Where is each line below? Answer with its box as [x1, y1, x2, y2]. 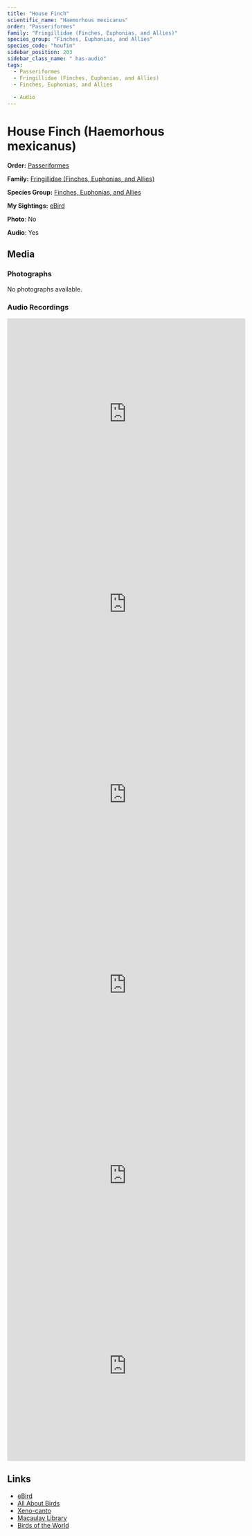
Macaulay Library [17, 1514, 67, 1522]
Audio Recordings [7, 302, 69, 312]
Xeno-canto [17, 1506, 52, 1515]
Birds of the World [17, 1521, 69, 1529]
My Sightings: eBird [7, 202, 65, 210]
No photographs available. [7, 285, 82, 293]
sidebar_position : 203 [7, 49, 73, 56]
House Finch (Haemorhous [7, 124, 165, 139]
